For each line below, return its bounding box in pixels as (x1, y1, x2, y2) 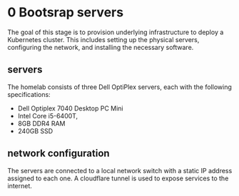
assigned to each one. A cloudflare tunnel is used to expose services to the (7, 174, 229, 182)
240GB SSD (17, 126, 54, 135)
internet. (7, 181, 32, 190)
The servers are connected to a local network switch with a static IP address (7, 166, 233, 175)
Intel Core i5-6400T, (17, 111, 78, 120)
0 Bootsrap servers (7, 4, 123, 21)
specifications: (7, 90, 51, 98)
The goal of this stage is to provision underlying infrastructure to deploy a (7, 28, 224, 36)
